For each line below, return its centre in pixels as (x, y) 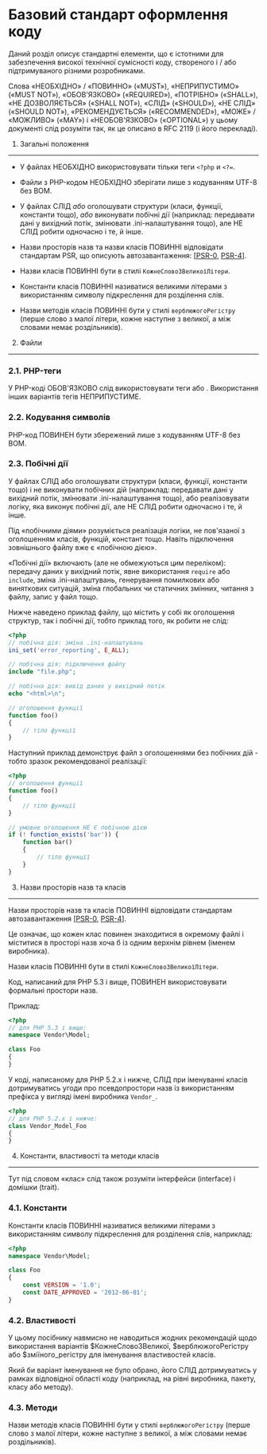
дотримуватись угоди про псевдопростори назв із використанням (121, 1088)
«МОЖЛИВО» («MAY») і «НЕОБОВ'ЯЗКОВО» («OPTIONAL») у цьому (123, 120)
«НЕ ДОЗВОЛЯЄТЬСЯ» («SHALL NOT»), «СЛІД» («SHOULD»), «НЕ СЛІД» (132, 103)
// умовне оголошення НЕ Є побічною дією (78, 827)
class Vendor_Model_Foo (48, 1126)
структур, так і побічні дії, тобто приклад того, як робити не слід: (118, 620)
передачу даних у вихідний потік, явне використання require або (119, 571)
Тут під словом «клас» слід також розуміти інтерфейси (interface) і (122, 1179)
